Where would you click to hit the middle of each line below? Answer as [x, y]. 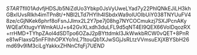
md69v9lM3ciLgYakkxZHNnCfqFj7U [50, 46]
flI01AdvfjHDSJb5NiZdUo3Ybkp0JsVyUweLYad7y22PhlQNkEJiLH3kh [107, 8]
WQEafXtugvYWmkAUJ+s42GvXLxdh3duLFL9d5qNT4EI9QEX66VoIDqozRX [98, 27]
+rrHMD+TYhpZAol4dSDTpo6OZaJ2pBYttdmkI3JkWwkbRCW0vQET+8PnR [98, 33]
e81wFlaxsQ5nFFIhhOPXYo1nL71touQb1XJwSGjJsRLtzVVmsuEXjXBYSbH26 [98, 39]
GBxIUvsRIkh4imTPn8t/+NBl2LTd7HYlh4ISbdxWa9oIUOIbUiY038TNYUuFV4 [98, 15]
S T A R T [14, 8]
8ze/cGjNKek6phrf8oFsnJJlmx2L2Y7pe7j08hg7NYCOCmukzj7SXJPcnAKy [96, 21]
